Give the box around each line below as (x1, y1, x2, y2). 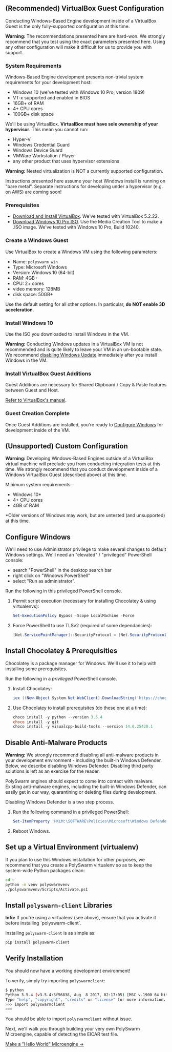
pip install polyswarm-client (5, 940, 70, 945)
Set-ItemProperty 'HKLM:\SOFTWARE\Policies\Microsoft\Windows (12, 819, 148, 824)
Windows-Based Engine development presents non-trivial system (5, 74, 144, 80)
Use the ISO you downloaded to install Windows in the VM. (5, 331, 130, 337)
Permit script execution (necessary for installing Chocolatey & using (12, 598, 156, 604)
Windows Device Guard (12, 147, 63, 153)
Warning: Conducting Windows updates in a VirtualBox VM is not (5, 341, 143, 347)
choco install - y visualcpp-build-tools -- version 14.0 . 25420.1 (12, 724, 153, 729)
